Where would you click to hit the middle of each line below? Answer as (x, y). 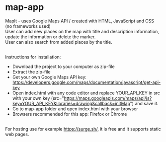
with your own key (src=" (38, 98)
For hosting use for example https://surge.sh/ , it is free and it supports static (83, 129)
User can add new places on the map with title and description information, (82, 31)
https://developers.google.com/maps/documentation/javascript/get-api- (86, 82)
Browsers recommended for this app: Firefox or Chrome (70, 114)
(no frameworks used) (28, 26)
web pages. (17, 134)
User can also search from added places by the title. (59, 42)
